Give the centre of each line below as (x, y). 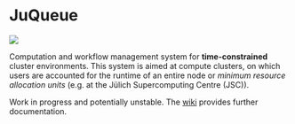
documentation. (38, 111)
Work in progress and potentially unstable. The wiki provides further (134, 102)
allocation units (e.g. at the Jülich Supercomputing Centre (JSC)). (129, 84)
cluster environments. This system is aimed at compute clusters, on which (145, 66)
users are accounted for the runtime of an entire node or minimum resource (147, 75)
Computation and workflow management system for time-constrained (139, 56)
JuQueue (44, 15)
